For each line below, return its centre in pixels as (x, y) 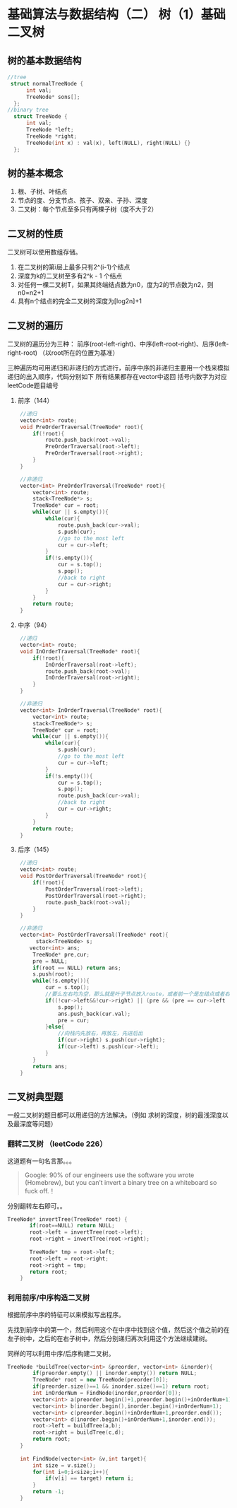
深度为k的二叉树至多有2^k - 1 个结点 (70, 276)
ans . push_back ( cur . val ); (94, 1014)
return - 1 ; (49, 1492)
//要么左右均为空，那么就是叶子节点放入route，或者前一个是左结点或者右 (138, 994)
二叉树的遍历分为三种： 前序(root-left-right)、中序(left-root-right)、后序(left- (118, 344)
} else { (55, 1027)
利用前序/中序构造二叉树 (49, 1298)
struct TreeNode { (41, 117)
